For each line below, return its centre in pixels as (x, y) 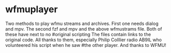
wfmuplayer (31, 9)
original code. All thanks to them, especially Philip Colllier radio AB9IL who (84, 40)
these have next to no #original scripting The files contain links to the (78, 34)
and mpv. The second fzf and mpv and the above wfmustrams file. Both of (84, 29)
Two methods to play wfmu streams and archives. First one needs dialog (82, 23)
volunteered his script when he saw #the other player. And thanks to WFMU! (86, 45)
